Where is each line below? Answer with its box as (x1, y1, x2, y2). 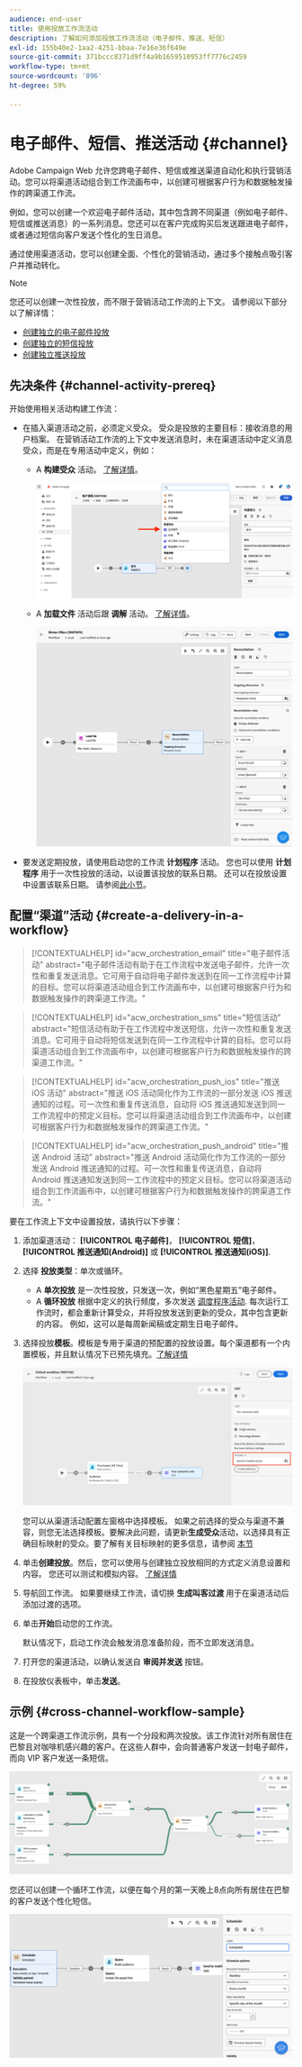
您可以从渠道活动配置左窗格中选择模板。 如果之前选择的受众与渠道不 (22, 1515, 277, 1526)
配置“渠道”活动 (9, 908, 93, 924)
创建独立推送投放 (22, 349, 86, 360)
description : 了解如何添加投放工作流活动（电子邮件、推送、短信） (9, 33, 229, 42)
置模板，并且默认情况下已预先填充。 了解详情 (22, 1348, 189, 1360)
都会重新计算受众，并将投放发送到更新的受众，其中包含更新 (67, 1307, 289, 1317)
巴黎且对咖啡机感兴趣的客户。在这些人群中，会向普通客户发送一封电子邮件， (9, 1741, 293, 1752)
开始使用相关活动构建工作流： (9, 404, 120, 414)
